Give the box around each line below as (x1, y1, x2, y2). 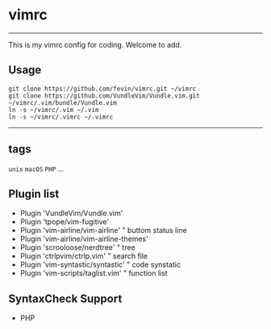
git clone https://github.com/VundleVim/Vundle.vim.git (8, 91, 200, 100)
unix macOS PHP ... (8, 164, 65, 173)
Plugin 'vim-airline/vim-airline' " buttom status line (19, 226, 187, 235)
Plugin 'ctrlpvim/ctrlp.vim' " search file (19, 252, 148, 261)
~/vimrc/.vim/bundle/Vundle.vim (8, 98, 117, 106)
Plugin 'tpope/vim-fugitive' (19, 217, 110, 227)
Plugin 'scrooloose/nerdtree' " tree (19, 243, 135, 252)
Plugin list (8, 187, 60, 201)
